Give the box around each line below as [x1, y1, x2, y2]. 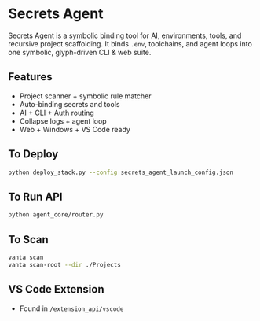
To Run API [8, 190, 63, 203]
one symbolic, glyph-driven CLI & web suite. [8, 47, 152, 57]
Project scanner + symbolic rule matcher [19, 91, 152, 101]
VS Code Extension [8, 282, 104, 296]
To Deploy [8, 147, 59, 161]
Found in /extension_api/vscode [19, 304, 124, 313]
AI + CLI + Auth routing [19, 108, 94, 117]
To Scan [8, 233, 49, 246]
